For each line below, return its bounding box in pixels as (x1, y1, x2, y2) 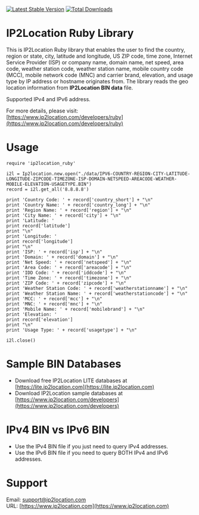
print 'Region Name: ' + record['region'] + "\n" (6, 207, 132, 213)
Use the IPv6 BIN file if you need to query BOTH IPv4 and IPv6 (14, 449, 169, 456)
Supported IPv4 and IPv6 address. (6, 95, 91, 102)
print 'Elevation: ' (6, 311, 58, 317)
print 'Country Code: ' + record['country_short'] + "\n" (6, 196, 153, 202)
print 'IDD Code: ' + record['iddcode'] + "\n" (6, 270, 127, 276)
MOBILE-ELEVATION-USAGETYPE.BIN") (6, 181, 92, 187)
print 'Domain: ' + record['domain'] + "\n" (6, 254, 119, 260)
